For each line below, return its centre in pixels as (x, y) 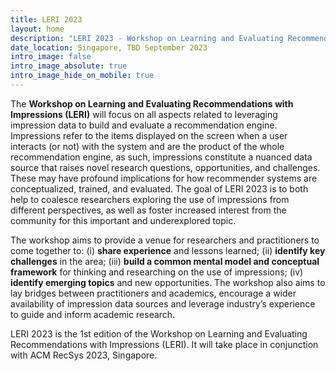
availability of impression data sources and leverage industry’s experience (163, 303)
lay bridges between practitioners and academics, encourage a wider (153, 293)
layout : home (37, 29)
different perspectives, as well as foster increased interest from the (148, 210)
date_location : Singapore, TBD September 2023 (109, 47)
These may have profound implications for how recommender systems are (164, 178)
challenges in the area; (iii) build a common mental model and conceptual (165, 261)
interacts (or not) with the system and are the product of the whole (147, 146)
